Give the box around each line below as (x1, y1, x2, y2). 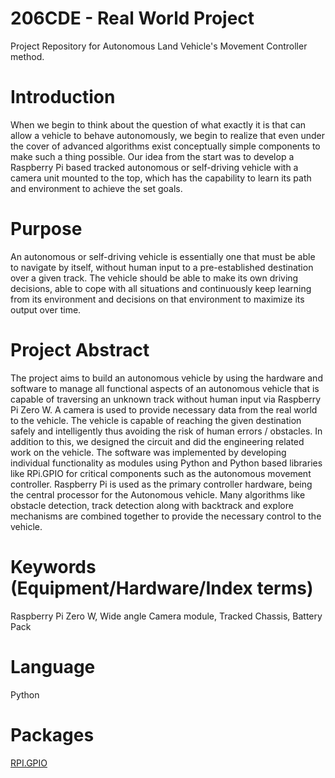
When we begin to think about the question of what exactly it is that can (10, 118, 307, 131)
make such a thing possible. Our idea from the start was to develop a (10, 150, 295, 162)
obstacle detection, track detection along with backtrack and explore (10, 499, 294, 511)
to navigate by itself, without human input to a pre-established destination (10, 261, 314, 273)
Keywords (10, 555, 97, 578)
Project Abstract (10, 339, 150, 361)
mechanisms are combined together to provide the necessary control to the (10, 510, 322, 522)
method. (10, 50, 45, 62)
